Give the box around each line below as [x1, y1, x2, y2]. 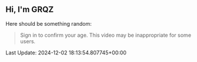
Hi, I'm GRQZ [5, 5, 54, 15]
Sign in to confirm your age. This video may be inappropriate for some [20, 32, 192, 39]
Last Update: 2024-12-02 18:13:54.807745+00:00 [5, 49, 127, 56]
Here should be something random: [5, 20, 92, 27]
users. [20, 37, 36, 44]
